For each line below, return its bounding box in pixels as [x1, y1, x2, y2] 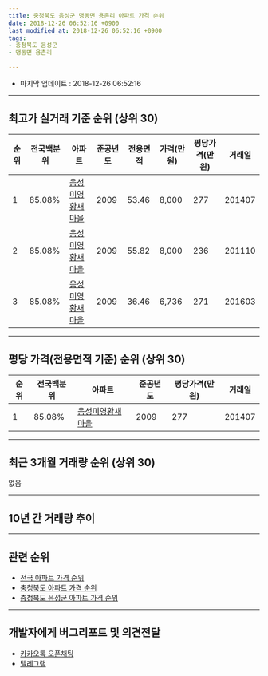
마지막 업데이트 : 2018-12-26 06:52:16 [19, 79, 142, 88]
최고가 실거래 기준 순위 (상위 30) [8, 112, 159, 125]
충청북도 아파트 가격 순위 [19, 583, 97, 593]
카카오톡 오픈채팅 [19, 648, 74, 658]
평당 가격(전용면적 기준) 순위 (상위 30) [8, 353, 186, 366]
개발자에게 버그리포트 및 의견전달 [8, 626, 161, 639]
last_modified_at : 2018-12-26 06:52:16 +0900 [8, 26, 162, 34]
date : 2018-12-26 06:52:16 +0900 [8, 19, 120, 27]
